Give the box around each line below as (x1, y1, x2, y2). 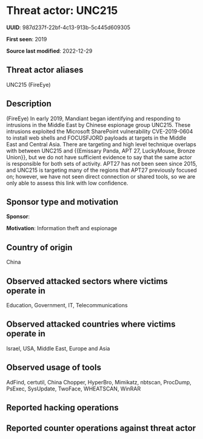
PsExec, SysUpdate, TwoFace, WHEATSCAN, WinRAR (6, 385, 141, 392)
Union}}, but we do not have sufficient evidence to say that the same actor (6, 153, 192, 161)
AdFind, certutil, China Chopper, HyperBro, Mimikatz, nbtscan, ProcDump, (6, 378, 192, 386)
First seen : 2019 (6, 35, 47, 43)
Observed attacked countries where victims (6, 319, 176, 330)
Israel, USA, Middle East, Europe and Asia (6, 344, 110, 352)
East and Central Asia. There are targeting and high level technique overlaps (6, 140, 197, 148)
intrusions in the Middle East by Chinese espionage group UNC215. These (6, 121, 191, 128)
